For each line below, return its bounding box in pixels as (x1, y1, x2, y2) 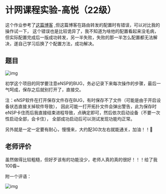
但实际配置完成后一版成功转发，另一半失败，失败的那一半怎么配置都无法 (5, 34, 153, 40)
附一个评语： (5, 173, 31, 179)
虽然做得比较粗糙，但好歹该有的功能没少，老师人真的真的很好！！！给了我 (5, 156, 158, 162)
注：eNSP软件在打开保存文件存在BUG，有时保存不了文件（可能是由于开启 (5, 97, 157, 103)
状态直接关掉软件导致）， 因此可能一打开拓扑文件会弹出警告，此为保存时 (9, 103, 157, 109)
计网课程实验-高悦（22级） (5, 4, 116, 16)
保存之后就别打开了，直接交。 (22, 87, 83, 93)
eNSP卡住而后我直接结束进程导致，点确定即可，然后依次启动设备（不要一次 (5, 109, 161, 115)
